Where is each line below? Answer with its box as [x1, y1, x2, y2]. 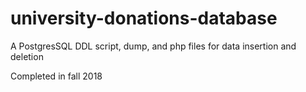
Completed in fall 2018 [10, 70, 103, 82]
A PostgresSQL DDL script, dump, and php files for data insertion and [10, 40, 297, 52]
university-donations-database [10, 7, 278, 30]
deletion [10, 50, 44, 62]
